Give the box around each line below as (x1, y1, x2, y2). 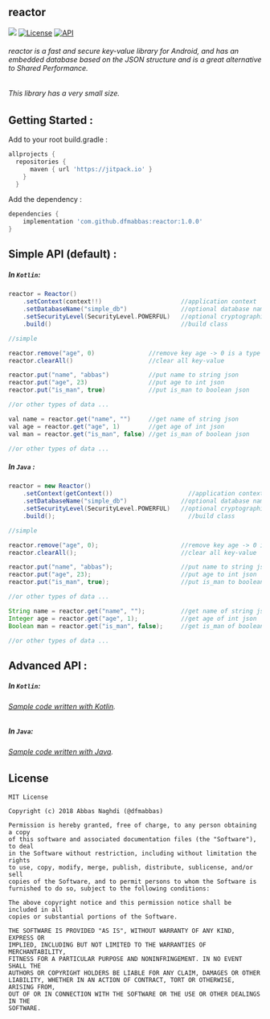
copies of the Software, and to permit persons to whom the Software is (8, 877, 257, 885)
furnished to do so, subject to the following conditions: (8, 884, 211, 893)
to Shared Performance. (8, 64, 88, 73)
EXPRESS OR (8, 934, 45, 942)
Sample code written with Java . (8, 746, 114, 756)
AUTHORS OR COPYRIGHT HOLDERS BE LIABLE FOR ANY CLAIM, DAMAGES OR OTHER (8, 968, 261, 977)
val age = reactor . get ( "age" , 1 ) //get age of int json (8, 422, 225, 430)
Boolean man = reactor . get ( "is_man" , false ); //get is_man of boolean (8, 622, 264, 630)
